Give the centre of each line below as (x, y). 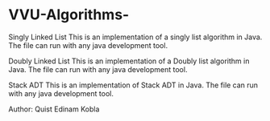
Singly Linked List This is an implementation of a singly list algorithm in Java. (135, 37)
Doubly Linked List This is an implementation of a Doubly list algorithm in (129, 61)
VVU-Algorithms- (69, 15)
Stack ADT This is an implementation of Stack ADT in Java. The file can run (133, 85)
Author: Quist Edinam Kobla (54, 109)
